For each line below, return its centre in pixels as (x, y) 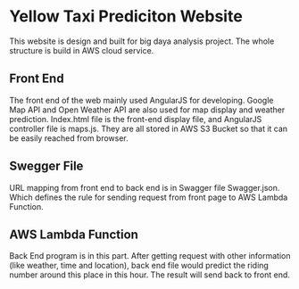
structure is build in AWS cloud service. (82, 50)
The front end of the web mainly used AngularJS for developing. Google (141, 100)
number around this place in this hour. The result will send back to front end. (149, 275)
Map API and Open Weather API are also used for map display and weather (147, 110)
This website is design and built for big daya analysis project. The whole (142, 41)
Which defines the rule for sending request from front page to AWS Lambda (149, 197)
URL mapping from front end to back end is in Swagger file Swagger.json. (145, 187)
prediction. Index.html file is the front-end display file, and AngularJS (136, 119)
